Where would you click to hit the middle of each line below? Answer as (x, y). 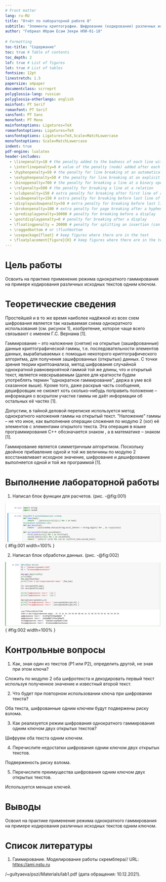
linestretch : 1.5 (23, 78)
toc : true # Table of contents (37, 52)
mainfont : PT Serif (25, 104)
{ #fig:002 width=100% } (30, 630)
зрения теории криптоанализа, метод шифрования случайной (71, 364)
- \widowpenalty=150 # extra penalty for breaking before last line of (85, 198)
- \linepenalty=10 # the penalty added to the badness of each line (82, 162)
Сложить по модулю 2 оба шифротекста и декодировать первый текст (80, 679)
